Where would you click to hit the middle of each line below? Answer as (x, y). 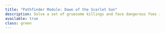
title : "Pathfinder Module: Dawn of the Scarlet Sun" (61, 9)
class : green (18, 23)
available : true (22, 18)
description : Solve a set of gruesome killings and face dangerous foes (81, 14)
